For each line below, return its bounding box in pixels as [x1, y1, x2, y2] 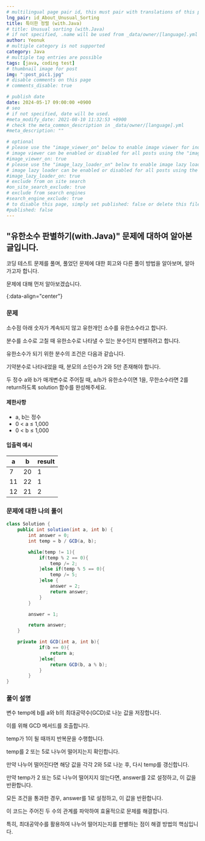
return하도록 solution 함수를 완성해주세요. [6, 383, 107, 391]
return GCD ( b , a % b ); [49, 662, 108, 668]
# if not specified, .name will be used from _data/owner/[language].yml [6, 32, 198, 38]
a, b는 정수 [15, 413, 41, 421]
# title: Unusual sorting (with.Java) [6, 26, 105, 32]
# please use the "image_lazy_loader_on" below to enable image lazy [6, 161, 187, 168]
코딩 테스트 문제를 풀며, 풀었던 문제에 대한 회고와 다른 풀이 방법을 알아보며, [6, 260, 184, 267]
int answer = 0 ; [28, 532, 70, 539]
